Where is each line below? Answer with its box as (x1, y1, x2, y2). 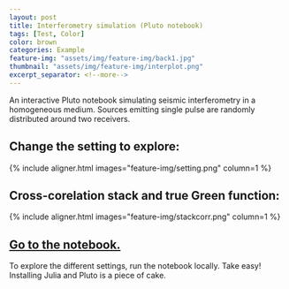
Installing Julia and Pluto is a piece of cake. (9, 270, 166, 281)
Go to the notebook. (9, 237, 121, 252)
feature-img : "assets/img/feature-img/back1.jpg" (9, 54, 196, 63)
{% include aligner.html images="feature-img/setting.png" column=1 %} (9, 163, 272, 173)
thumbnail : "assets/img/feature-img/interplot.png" (9, 63, 203, 72)
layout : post (9, 12, 57, 22)
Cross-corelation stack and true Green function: (9, 187, 280, 203)
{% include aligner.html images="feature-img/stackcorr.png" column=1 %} (9, 211, 281, 222)
